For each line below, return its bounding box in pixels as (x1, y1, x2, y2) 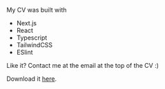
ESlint (16, 48, 33, 56)
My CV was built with (6, 6, 67, 14)
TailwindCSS (16, 41, 53, 49)
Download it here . (6, 75, 57, 83)
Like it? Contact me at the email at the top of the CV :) (6, 62, 159, 69)
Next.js (16, 19, 37, 27)
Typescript (16, 34, 48, 42)
